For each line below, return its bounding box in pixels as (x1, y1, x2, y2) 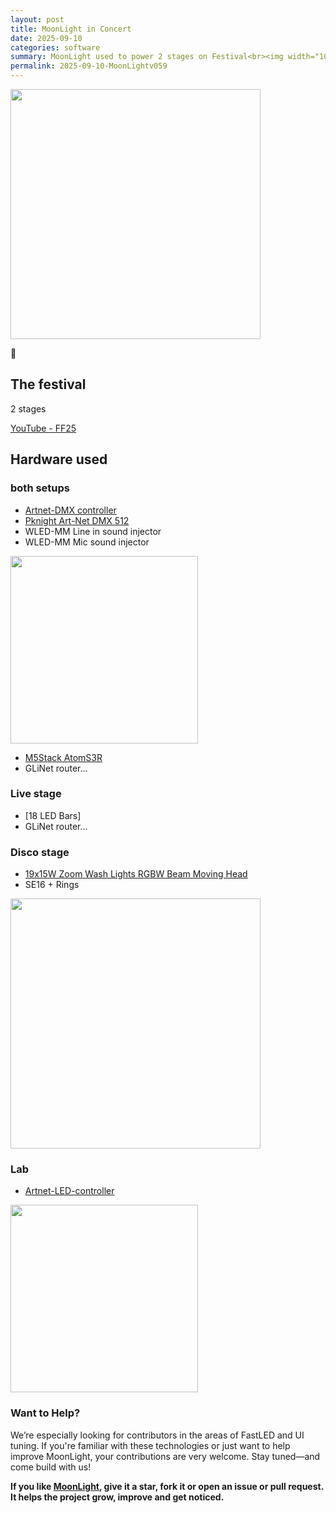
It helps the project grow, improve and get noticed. (10, 1491, 225, 1503)
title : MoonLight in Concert (10, 24, 132, 34)
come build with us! (10, 1461, 92, 1473)
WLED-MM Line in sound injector (24, 525, 162, 537)
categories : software (10, 42, 101, 53)
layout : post (10, 14, 65, 25)
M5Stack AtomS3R (24, 751, 103, 763)
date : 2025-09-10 (10, 33, 83, 43)
